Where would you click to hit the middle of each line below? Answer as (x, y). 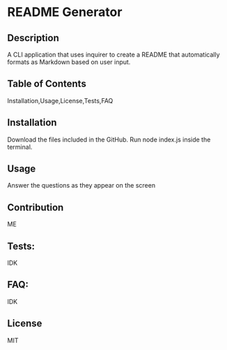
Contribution (36, 207)
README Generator (65, 12)
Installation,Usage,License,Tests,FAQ (60, 100)
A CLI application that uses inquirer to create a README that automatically (114, 54)
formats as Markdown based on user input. (69, 62)
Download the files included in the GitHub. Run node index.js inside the (109, 139)
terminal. (20, 146)
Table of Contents (47, 84)
